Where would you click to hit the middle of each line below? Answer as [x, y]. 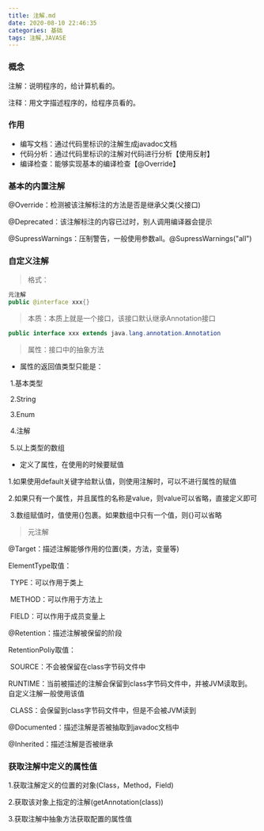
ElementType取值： [40, 566]
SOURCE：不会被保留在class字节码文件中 [78, 667]
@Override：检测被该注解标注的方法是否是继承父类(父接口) [105, 205]
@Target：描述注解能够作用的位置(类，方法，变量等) [94, 549]
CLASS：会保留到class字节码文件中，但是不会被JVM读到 [103, 710]
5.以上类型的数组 [37, 448]
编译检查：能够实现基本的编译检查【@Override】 [100, 163]
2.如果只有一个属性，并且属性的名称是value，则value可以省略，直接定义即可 [133, 498]
